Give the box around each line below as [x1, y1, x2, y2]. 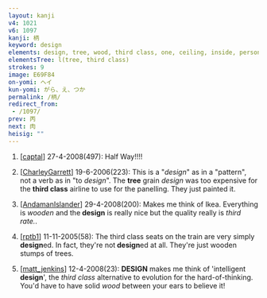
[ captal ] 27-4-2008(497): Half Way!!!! [19, 152, 143, 161]
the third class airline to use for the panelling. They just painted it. [19, 184, 236, 193]
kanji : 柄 [8, 33, 40, 42]
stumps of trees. [19, 248, 74, 258]
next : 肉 [8, 122, 36, 130]
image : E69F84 [8, 71, 56, 79]
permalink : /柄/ [8, 93, 61, 101]
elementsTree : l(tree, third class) [8, 56, 130, 64]
